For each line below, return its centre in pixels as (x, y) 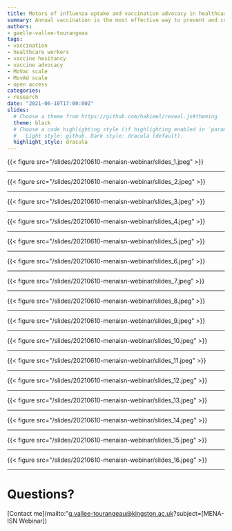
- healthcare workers (38, 53)
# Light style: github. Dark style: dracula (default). (99, 136)
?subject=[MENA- (199, 514)
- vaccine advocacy (35, 65)
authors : (20, 26)
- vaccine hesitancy (37, 59)
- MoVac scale (28, 71)
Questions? (41, 494)
